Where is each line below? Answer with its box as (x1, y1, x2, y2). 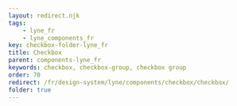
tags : (8, 19, 26, 27)
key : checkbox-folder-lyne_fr (8, 41, 109, 49)
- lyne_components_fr (22, 33, 94, 42)
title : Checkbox (8, 49, 62, 57)
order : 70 (8, 71, 41, 79)
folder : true (8, 85, 52, 94)
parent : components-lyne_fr (8, 57, 102, 65)
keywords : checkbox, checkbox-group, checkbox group (8, 64, 187, 72)
